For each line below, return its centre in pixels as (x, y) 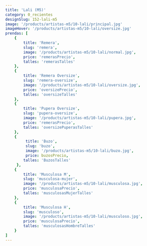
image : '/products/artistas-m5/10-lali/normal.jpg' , (80, 52)
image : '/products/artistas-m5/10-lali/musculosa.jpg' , (83, 184)
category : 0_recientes (29, 15)
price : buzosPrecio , (47, 156)
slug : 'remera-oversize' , (51, 80)
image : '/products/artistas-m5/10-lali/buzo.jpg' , (80, 151)
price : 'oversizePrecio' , (51, 90)
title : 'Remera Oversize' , (52, 76)
